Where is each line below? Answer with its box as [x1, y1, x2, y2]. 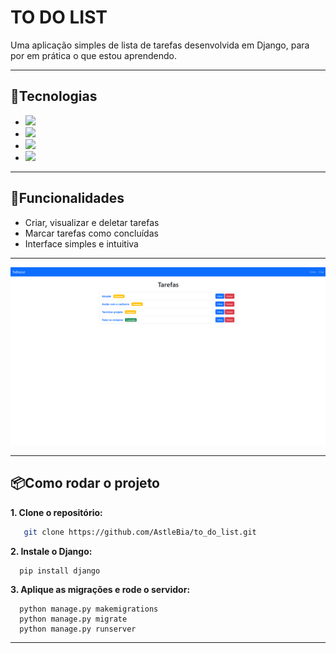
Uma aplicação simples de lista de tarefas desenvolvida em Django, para [10, 39, 310, 51]
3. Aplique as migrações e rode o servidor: [10, 583, 191, 595]
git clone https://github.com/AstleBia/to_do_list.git [23, 527, 257, 537]
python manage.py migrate [19, 614, 128, 624]
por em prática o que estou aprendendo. [10, 49, 177, 61]
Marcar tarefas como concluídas [24, 227, 159, 239]
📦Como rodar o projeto [10, 475, 160, 492]
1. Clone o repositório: [10, 506, 103, 518]
